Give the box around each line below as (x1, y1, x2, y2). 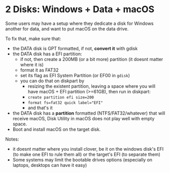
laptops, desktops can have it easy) (12, 162, 87, 168)
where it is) (20, 61, 44, 67)
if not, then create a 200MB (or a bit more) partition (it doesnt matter (20, 56, 163, 62)
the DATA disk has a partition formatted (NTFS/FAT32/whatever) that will (12, 110, 165, 116)
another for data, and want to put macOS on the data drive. (5, 25, 129, 31)
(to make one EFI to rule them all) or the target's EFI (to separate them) (12, 151, 161, 157)
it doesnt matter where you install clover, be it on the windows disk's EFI (12, 146, 164, 152)
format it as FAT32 (20, 67, 59, 73)
